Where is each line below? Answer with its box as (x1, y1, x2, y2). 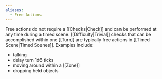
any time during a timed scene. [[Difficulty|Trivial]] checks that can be (5, 31, 151, 37)
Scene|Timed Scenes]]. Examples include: (5, 42, 94, 48)
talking (12, 51, 27, 58)
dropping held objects (12, 67, 59, 73)
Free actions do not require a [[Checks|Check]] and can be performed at (5, 26, 157, 32)
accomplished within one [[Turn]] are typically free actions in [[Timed (5, 36, 150, 43)
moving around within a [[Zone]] (12, 62, 80, 68)
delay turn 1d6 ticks (12, 57, 54, 63)
